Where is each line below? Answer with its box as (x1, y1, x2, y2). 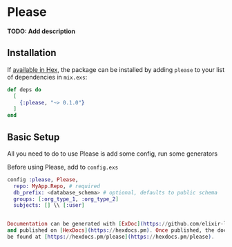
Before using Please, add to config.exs (7, 163, 119, 171)
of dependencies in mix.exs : (7, 73, 88, 81)
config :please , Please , (7, 176, 79, 183)
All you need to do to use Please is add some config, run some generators (7, 149, 218, 158)
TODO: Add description (7, 27, 76, 35)
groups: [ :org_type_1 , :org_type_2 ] (13, 195, 119, 203)
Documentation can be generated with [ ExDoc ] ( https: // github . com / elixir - (7, 221, 224, 228)
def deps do (7, 86, 41, 93)
